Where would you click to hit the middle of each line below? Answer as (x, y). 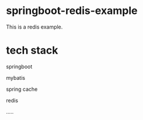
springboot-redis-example (72, 11)
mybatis (15, 77)
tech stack (32, 50)
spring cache (22, 89)
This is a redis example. (34, 27)
